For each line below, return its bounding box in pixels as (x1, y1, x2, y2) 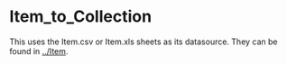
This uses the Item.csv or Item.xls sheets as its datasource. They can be (9, 36, 278, 47)
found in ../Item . (9, 45, 69, 56)
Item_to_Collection (9, 6, 152, 27)
